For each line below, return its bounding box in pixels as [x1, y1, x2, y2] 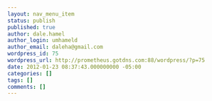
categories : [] [7, 70, 53, 77]
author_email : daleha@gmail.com [7, 43, 103, 51]
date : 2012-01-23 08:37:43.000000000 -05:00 [7, 63, 142, 70]
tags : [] [7, 76, 33, 84]
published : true [7, 23, 55, 31]
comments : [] [7, 83, 46, 90]
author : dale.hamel [7, 30, 65, 38]
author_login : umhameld [7, 37, 78, 44]
